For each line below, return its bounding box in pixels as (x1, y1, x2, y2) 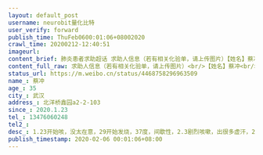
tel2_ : (8, 121, 30, 128)
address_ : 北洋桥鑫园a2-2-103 (8, 99, 101, 106)
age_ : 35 (8, 84, 37, 92)
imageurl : (8, 48, 41, 56)
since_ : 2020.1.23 (8, 106, 68, 114)
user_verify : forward (8, 26, 79, 34)
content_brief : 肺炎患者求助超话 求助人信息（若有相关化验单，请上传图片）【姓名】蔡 (8, 56, 254, 63)
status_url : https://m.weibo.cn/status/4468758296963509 (8, 70, 198, 77)
